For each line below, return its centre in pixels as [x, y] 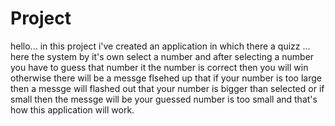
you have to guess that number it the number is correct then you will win [159, 67]
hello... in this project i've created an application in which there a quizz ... [160, 46]
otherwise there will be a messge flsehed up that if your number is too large [166, 78]
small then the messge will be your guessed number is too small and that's [164, 99]
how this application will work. [72, 109]
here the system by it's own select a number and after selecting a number [162, 56]
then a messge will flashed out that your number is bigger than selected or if [167, 88]
